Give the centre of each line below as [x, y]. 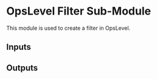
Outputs [22, 68]
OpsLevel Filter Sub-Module [78, 11]
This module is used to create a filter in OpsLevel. [68, 28]
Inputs [19, 47]
